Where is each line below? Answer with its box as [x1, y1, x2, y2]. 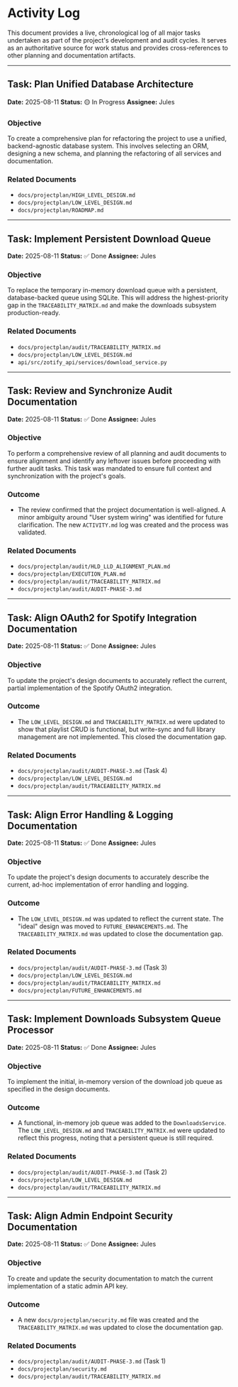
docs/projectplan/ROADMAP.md [17, 207, 104, 214]
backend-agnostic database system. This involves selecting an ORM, [7, 142, 209, 150]
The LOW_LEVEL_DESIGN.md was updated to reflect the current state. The [17, 914, 225, 923]
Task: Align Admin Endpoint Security [7, 1210, 174, 1222]
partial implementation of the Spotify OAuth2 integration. [7, 684, 173, 692]
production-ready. [7, 309, 61, 317]
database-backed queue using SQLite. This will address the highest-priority [7, 293, 229, 302]
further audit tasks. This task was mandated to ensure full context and [7, 464, 212, 473]
